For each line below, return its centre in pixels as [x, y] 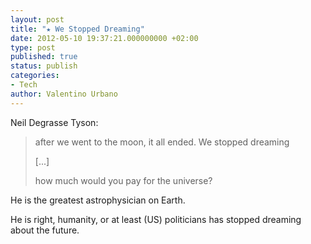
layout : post [37, 19]
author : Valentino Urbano [64, 94]
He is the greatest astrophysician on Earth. [98, 200]
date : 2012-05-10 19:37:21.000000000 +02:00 [104, 38]
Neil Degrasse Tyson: [54, 122]
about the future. [45, 230]
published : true [44, 57]
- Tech [24, 85]
